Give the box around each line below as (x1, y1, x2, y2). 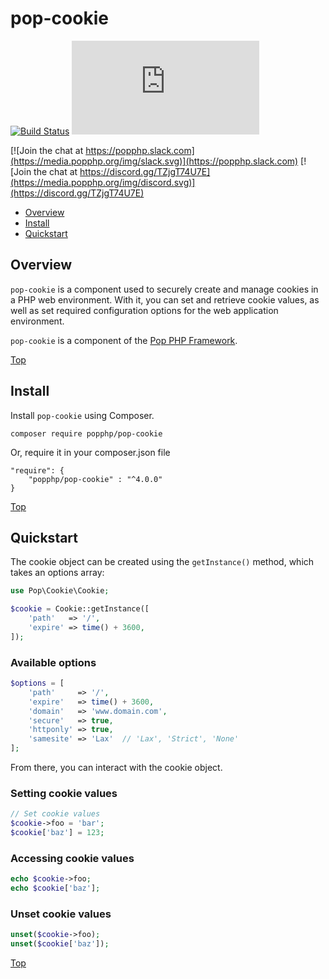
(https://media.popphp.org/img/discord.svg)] (10, 176, 196, 188)
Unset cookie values (10, 907, 112, 921)
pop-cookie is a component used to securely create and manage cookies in (10, 283, 319, 295)
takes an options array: (10, 567, 105, 579)
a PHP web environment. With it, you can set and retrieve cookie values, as (10, 293, 320, 306)
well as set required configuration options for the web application (10, 304, 279, 316)
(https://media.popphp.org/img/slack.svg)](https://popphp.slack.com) (10, 155, 299, 167)
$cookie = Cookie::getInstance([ (10, 604, 150, 614)
